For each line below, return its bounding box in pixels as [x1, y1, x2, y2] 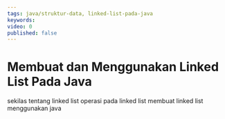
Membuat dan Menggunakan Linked [7, 59, 219, 75]
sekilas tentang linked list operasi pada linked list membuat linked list [7, 97, 204, 105]
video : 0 [7, 23, 33, 30]
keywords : [7, 17, 36, 24]
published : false [7, 29, 57, 37]
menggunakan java [7, 104, 62, 113]
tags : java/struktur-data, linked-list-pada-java [7, 10, 154, 17]
